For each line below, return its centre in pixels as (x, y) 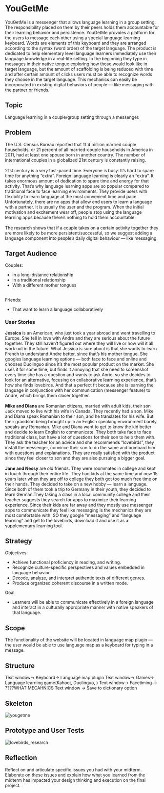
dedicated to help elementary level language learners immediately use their (81, 53)
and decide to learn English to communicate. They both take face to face (78, 432)
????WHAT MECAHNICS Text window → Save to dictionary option (71, 688)
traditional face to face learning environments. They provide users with (76, 191)
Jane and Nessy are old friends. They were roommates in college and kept (80, 468)
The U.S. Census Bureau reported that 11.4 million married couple (71, 144)
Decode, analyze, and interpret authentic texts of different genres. (79, 578)
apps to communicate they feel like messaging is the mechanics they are (78, 510)
